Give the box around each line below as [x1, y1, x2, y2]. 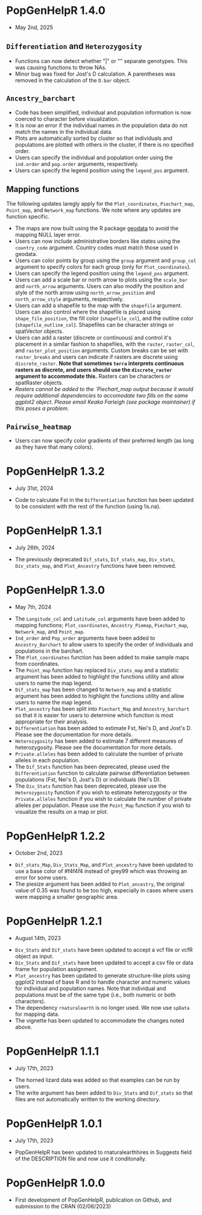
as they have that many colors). [14, 443, 93, 451]
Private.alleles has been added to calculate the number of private [14, 750, 183, 757]
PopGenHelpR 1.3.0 [6, 584, 106, 597]
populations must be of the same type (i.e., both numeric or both [14, 991, 176, 998]
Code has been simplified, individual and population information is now [14, 108, 192, 116]
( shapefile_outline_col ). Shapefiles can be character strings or [14, 321, 174, 329]
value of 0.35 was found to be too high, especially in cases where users [14, 886, 194, 894]
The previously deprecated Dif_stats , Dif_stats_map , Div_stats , [14, 556, 175, 563]
